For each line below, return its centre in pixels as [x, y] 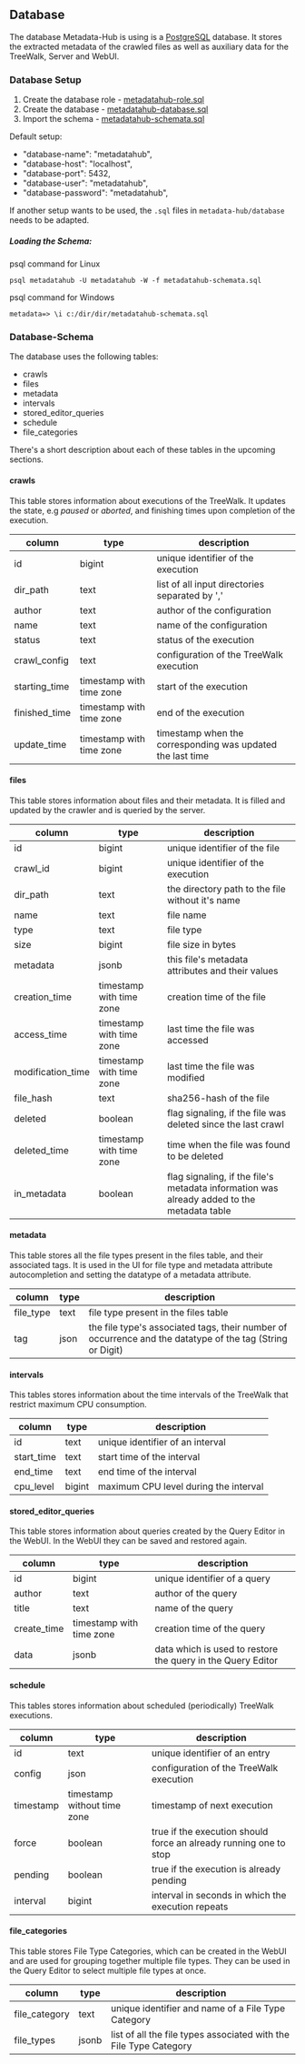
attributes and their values [222, 971]
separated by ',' [190, 595]
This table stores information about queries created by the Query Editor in [148, 1531]
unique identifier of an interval [162, 1443]
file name [187, 915]
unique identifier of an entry [211, 1753]
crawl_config [42, 660]
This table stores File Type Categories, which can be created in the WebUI [148, 1951]
